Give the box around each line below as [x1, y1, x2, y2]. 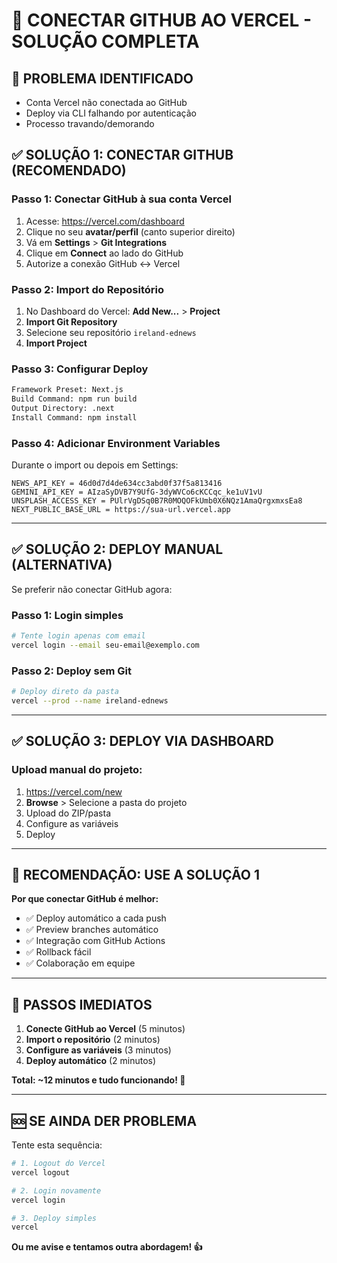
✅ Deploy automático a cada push [25, 912, 167, 924]
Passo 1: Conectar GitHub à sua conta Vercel [11, 192, 233, 206]
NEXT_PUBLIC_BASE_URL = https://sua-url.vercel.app [11, 505, 231, 515]
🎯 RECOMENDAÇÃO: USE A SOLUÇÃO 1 [11, 867, 261, 884]
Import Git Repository [25, 315, 118, 328]
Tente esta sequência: [11, 1139, 103, 1151]
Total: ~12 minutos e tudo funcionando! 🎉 [11, 1074, 186, 1086]
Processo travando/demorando [25, 118, 155, 129]
